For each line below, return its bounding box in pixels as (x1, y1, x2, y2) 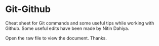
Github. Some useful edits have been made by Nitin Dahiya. (5, 25, 129, 31)
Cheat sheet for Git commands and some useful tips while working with (5, 20, 154, 26)
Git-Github (5, 3, 51, 15)
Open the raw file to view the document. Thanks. (5, 35, 107, 41)
